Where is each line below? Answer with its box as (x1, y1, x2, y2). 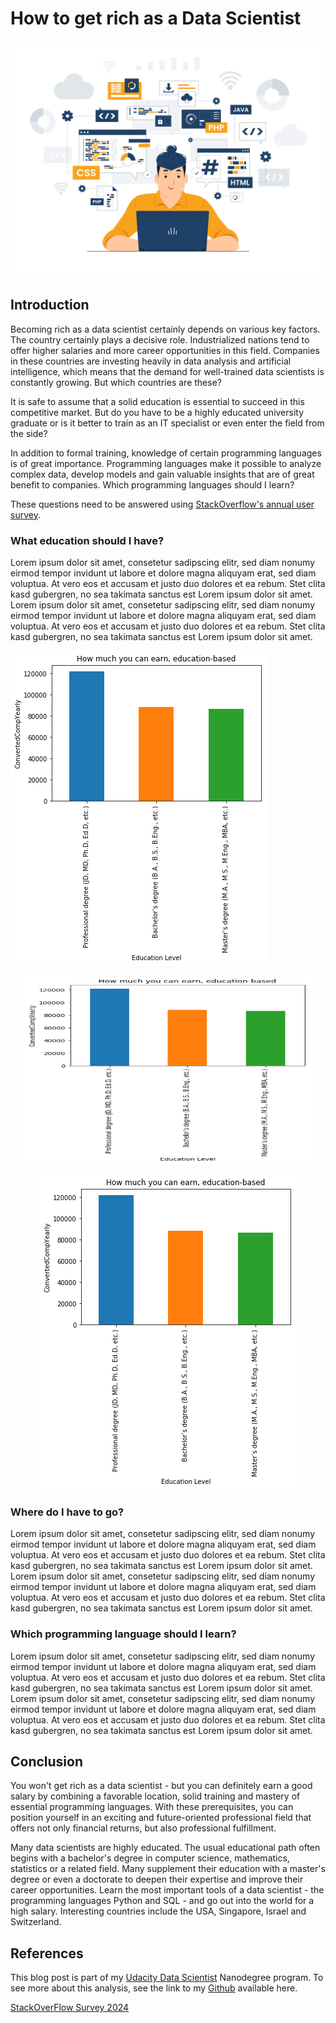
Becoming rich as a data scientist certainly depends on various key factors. (10, 323, 321, 335)
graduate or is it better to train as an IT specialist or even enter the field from (10, 417, 325, 429)
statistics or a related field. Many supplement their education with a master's (10, 1863, 326, 1875)
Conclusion (10, 1753, 84, 1771)
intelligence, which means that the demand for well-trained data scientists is (10, 365, 325, 377)
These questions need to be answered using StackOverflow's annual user (10, 498, 315, 510)
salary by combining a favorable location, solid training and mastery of (10, 1790, 301, 1802)
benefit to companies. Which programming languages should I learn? (10, 478, 295, 491)
